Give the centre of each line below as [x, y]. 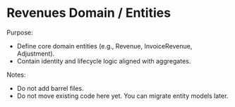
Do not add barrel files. [50, 88]
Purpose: [20, 32]
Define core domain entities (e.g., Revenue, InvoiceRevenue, [104, 46]
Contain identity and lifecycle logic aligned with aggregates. [104, 61]
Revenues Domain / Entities [89, 13]
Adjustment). [36, 53]
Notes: [16, 75]
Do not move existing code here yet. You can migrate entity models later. [122, 96]
